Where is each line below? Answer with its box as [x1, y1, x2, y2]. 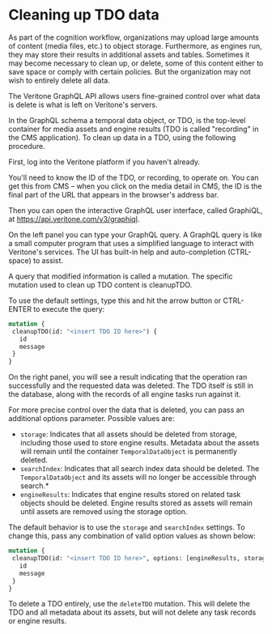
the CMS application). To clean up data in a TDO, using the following [8, 132, 236, 143]
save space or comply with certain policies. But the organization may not [8, 66, 251, 76]
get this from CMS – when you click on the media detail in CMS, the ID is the [8, 181, 262, 191]
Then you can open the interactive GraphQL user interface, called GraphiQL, [8, 205, 263, 215]
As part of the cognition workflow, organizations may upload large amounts [8, 32, 259, 42]
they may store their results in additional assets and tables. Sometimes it [8, 49, 250, 59]
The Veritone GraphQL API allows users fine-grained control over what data [8, 91, 261, 100]
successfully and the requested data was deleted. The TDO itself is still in [8, 381, 253, 390]
